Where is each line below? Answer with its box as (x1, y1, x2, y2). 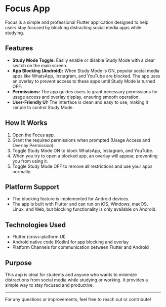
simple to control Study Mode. (12, 104, 74, 110)
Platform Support (5, 183, 59, 191)
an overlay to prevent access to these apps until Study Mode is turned (12, 78, 156, 84)
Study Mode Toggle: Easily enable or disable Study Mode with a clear (12, 57, 155, 63)
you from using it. (12, 158, 48, 164)
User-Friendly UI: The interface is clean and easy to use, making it (12, 99, 148, 105)
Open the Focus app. (12, 132, 55, 138)
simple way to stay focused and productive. (5, 282, 94, 288)
